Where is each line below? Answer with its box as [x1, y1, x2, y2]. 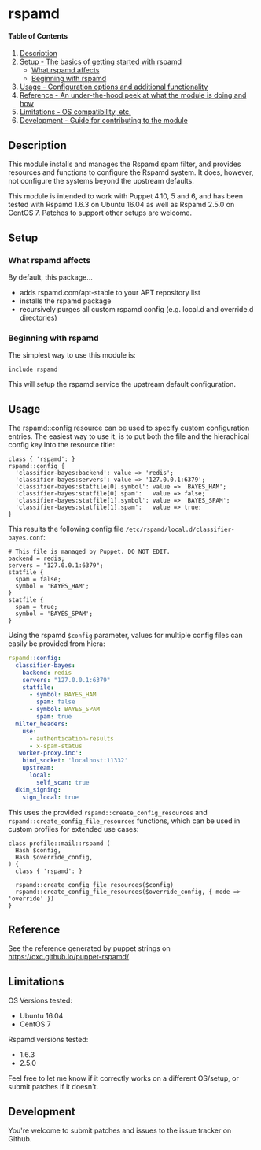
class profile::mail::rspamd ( [8, 840, 111, 848]
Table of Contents [8, 31, 68, 40]
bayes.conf [8, 534, 44, 542]
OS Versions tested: [8, 996, 72, 1005]
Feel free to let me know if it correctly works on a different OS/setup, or [8, 1074, 240, 1083]
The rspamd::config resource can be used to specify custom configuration [8, 423, 250, 432]
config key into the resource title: [8, 440, 116, 449]
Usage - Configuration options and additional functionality [19, 82, 208, 91]
